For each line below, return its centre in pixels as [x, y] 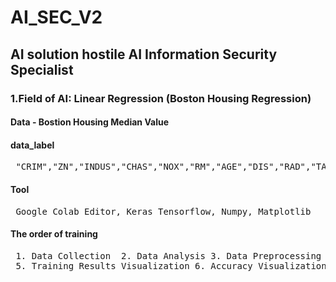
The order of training [54, 234]
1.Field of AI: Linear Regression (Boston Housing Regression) [161, 98]
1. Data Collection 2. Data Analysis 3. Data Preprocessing [168, 255]
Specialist [42, 69]
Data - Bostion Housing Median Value [90, 122]
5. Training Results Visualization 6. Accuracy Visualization [171, 265]
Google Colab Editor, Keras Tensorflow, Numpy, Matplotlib [163, 211]
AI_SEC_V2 [56, 17]
